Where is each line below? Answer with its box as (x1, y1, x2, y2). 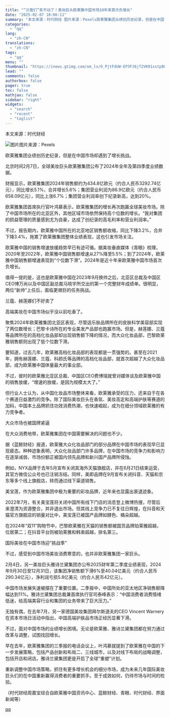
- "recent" (10, 111, 33, 117)
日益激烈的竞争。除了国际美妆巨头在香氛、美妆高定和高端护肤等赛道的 (18, 396, 165, 402)
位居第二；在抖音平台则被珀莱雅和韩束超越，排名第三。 (5, 529, 120, 535)
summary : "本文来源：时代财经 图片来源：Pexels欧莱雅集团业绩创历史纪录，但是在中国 (5, 17, 164, 22)
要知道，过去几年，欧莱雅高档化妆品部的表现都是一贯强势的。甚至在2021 (5, 349, 157, 355)
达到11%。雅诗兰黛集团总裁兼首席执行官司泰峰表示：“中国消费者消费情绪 (9, 591, 162, 597)
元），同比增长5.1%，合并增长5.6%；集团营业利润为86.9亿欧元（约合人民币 (5, 186, 161, 193)
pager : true (5, 83, 30, 88)
